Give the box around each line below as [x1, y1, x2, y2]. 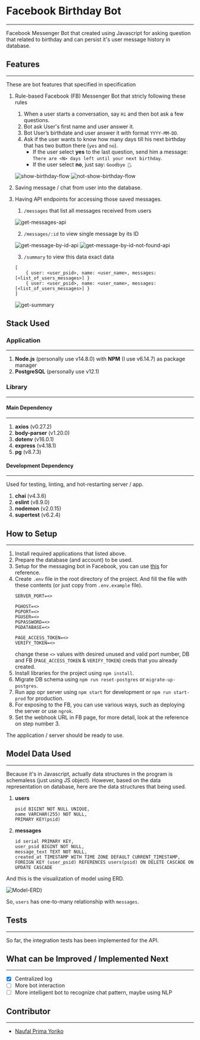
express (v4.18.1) [14, 442, 57, 449]
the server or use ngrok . [14, 707, 73, 714]
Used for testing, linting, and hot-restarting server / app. [6, 481, 144, 488]
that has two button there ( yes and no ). [23, 142, 118, 149]
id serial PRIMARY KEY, [14, 838, 74, 844]
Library [6, 383, 28, 391]
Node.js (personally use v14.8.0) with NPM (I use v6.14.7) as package [14, 356, 186, 363]
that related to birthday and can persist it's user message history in [6, 36, 171, 43]
